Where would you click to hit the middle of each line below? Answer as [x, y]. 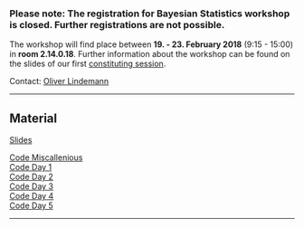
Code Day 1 [31, 167]
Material [33, 118]
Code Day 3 [32, 186]
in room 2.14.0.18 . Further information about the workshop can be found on [150, 54]
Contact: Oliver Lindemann [59, 81]
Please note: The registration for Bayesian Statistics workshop [150, 14]
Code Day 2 [32, 177]
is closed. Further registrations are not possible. [117, 24]
